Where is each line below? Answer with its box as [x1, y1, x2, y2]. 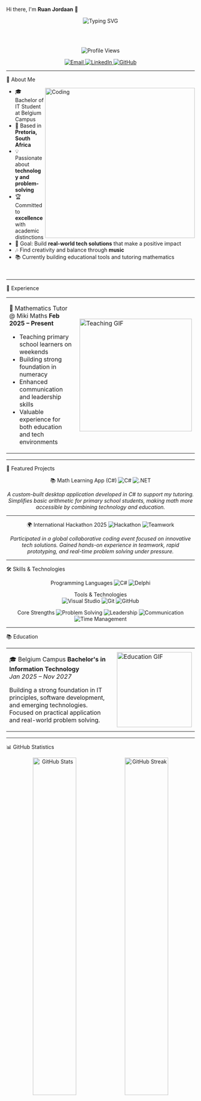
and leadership [19, 393, 62, 401]
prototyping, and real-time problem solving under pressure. [27, 548, 174, 555]
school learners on [19, 340, 72, 348]
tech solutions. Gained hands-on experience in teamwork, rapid [22, 541, 179, 548]
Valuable [19, 408, 44, 416]
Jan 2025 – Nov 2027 [9, 673, 72, 681]
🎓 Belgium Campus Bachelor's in [9, 655, 106, 663]
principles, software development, [9, 694, 105, 702]
